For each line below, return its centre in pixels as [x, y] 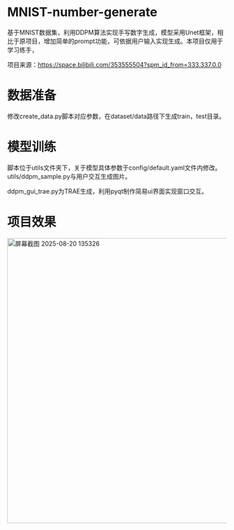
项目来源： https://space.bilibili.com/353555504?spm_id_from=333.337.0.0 [114, 64]
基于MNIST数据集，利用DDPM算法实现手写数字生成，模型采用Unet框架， [112, 32]
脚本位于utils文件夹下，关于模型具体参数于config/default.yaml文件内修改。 [114, 168]
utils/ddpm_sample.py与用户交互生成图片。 [69, 176]
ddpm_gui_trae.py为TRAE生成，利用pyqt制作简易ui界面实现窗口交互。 [107, 191]
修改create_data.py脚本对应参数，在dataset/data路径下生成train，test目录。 [116, 116]
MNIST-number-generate [83, 12]
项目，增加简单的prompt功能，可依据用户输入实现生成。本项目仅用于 [124, 41]
